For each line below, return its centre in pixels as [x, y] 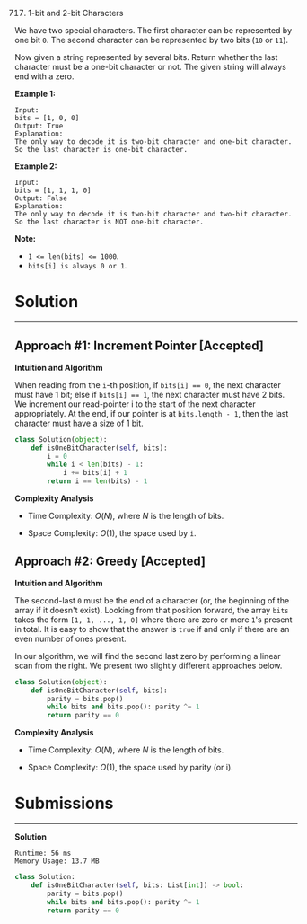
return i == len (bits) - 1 [97, 481]
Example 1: [35, 94]
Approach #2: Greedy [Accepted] [110, 562]
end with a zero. [44, 76]
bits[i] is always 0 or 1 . [77, 265]
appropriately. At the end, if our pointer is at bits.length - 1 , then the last [152, 413]
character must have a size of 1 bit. [79, 423]
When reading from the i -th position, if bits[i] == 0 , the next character [148, 384]
